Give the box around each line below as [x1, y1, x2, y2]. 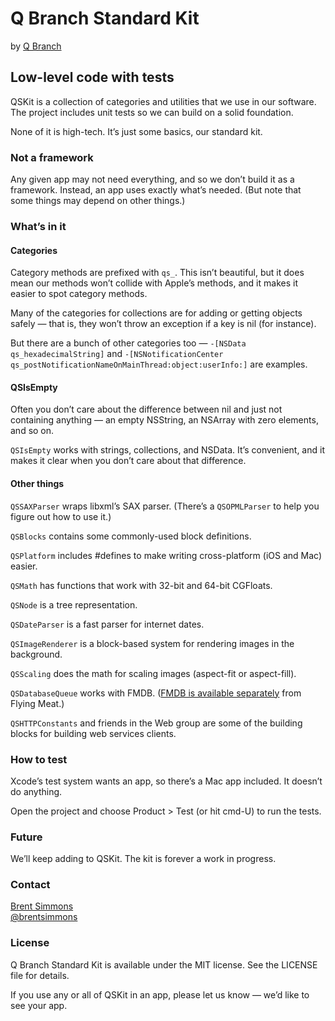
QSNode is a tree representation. [10, 598, 138, 611]
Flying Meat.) [10, 697, 65, 709]
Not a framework [10, 150, 94, 164]
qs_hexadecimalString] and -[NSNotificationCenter [10, 348, 224, 360]
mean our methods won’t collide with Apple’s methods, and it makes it [10, 277, 298, 289]
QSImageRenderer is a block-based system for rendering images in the [10, 637, 295, 649]
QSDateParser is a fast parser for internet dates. [10, 618, 205, 630]
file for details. [10, 969, 70, 981]
